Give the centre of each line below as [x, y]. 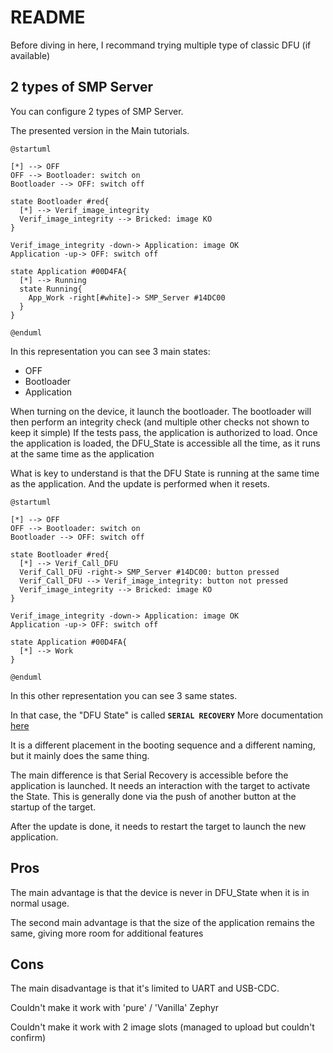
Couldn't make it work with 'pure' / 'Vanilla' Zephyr [115, 1008]
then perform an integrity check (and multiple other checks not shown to [160, 422]
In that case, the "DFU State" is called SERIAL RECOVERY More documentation [167, 715]
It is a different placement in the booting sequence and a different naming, [163, 745]
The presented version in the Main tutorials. [100, 130]
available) [30, 55]
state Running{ [51, 289]
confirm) [28, 1038]
